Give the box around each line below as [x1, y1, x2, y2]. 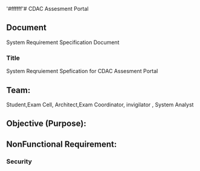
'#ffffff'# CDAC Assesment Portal [6, 5, 89, 12]
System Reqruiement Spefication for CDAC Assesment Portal [6, 68, 158, 75]
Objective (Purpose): [6, 118, 86, 129]
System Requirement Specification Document [6, 39, 120, 46]
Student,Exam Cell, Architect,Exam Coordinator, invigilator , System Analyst [6, 101, 194, 108]
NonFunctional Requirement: [6, 139, 117, 149]
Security [6, 157, 32, 166]
